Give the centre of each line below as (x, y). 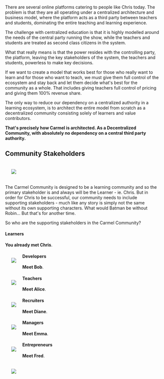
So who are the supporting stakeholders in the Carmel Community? (73, 223)
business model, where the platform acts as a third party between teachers (81, 17)
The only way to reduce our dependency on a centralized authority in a (77, 102)
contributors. (18, 118)
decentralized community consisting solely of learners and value (70, 113)
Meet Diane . (35, 311)
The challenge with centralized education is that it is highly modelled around (82, 32)
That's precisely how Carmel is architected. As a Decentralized (71, 128)
